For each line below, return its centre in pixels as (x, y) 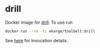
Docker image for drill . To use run (39, 22)
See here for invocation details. (37, 40)
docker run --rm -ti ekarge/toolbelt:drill (50, 31)
